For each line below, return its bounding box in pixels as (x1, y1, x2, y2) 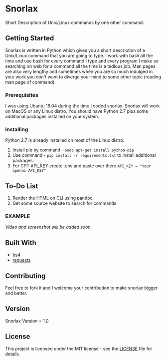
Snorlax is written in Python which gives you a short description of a (5, 47, 146, 53)
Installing (5, 126, 28, 133)
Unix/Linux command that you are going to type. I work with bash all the (5, 52, 153, 58)
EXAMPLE (5, 213, 30, 220)
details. (5, 351, 20, 357)
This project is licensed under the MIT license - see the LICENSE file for (5, 346, 153, 352)
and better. (5, 290, 27, 296)
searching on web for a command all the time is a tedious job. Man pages (5, 63, 156, 69)
